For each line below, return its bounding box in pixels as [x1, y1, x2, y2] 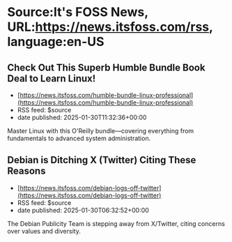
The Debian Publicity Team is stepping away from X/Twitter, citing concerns [7, 219, 225, 227]
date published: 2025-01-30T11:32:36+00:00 [17, 113, 147, 121]
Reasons [7, 165, 46, 177]
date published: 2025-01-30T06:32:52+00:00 [17, 206, 150, 214]
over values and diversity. [7, 227, 82, 235]
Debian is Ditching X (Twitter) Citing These [7, 154, 196, 166]
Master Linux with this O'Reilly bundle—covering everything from [7, 127, 194, 135]
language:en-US [7, 34, 105, 50]
